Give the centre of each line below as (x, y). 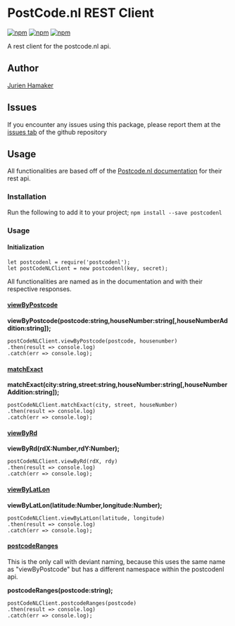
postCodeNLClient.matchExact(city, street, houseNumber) (93, 405)
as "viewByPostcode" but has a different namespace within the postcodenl (116, 569)
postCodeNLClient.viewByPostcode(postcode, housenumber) (93, 341)
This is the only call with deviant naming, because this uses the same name (116, 561)
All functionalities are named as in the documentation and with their (105, 281)
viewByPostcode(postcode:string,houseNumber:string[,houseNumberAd (118, 321)
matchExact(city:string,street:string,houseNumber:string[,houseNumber (118, 385)
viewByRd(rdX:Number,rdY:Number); (63, 448)
